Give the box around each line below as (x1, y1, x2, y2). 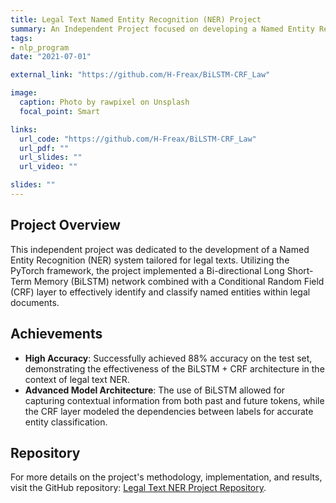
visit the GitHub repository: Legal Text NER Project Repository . (10, 482, 267, 494)
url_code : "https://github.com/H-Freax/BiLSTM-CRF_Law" (19, 134, 257, 144)
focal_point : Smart (19, 106, 101, 116)
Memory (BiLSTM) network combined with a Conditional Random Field (33, 275, 325, 287)
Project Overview (10, 217, 121, 234)
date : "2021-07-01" (10, 52, 92, 62)
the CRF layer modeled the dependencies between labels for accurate (24, 405, 314, 417)
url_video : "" (19, 162, 78, 172)
